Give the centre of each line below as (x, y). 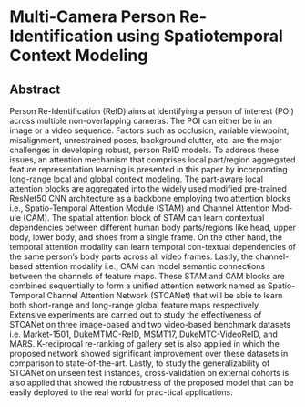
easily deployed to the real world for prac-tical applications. (122, 392)
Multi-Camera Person (92, 17)
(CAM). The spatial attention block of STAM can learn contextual (143, 218)
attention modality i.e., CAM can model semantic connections (150, 266)
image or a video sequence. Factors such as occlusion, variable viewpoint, (149, 130)
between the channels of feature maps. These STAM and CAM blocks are (147, 276)
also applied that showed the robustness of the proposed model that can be (152, 382)
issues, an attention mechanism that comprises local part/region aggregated (152, 160)
